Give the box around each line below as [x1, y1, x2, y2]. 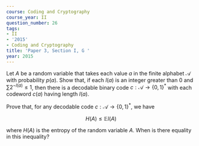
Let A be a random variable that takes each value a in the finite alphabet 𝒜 [6, 69, 191, 77]
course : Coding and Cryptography [6, 8, 90, 15]
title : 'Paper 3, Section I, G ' [6, 48, 90, 54]
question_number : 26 [6, 20, 58, 26]
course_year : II [6, 14, 47, 20]
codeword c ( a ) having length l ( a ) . [6, 90, 90, 98]
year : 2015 [6, 53, 34, 59]
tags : [6, 25, 20, 32]
